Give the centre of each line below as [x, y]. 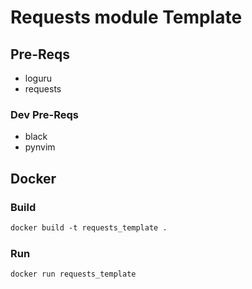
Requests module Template [126, 17]
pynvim [40, 147]
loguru [38, 78]
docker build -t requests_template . [89, 227]
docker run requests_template [73, 274]
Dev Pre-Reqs [44, 114]
